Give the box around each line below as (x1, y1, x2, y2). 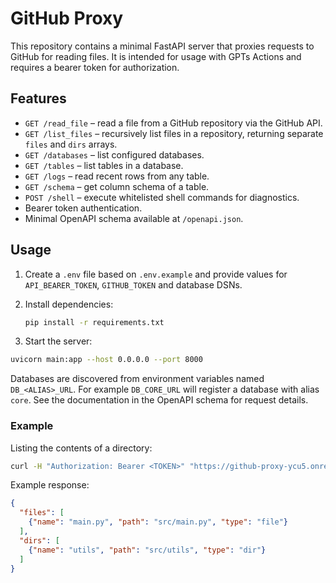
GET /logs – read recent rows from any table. (24, 170, 210, 182)
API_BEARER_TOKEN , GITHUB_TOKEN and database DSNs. (24, 278, 243, 291)
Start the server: (24, 335, 93, 347)
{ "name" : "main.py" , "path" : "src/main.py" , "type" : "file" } (28, 517, 289, 527)
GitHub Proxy (10, 7, 124, 30)
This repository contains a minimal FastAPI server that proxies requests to (10, 40, 315, 52)
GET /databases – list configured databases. (24, 148, 205, 161)
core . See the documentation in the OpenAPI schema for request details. (10, 394, 309, 406)
